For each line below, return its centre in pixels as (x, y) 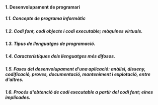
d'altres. (14, 79)
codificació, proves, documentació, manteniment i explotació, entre (78, 74)
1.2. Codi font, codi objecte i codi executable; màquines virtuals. (74, 31)
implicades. (18, 97)
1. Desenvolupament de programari (43, 7)
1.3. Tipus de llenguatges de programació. (50, 43)
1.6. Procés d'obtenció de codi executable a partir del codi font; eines (79, 92)
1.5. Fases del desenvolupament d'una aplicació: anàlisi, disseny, (75, 69)
